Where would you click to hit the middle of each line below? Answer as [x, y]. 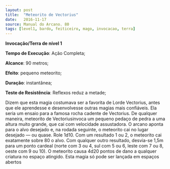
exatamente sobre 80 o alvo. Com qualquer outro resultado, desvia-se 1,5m [84, 140]
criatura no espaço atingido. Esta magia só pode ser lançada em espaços [82, 157]
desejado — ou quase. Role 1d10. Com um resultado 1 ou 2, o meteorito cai [83, 135]
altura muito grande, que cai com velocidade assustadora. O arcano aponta [84, 124]
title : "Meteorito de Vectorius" [42, 15]
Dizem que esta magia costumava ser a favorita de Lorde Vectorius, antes [83, 103]
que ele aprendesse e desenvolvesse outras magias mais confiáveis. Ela [81, 108]
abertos [13, 162]
